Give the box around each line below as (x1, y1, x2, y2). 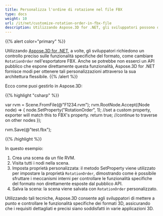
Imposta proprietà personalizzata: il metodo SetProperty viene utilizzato (12, 166, 156, 171)
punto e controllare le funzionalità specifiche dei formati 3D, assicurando (5, 200, 150, 206)
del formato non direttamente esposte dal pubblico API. (12, 181, 123, 187)
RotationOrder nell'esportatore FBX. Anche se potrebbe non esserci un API (5, 58, 155, 64)
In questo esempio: (5, 146, 44, 151)
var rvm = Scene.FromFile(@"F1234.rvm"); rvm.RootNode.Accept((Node (5, 102, 150, 108)
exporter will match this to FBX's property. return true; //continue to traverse (5, 112, 158, 118)
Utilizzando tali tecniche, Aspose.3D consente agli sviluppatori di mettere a (5, 195, 155, 201)
